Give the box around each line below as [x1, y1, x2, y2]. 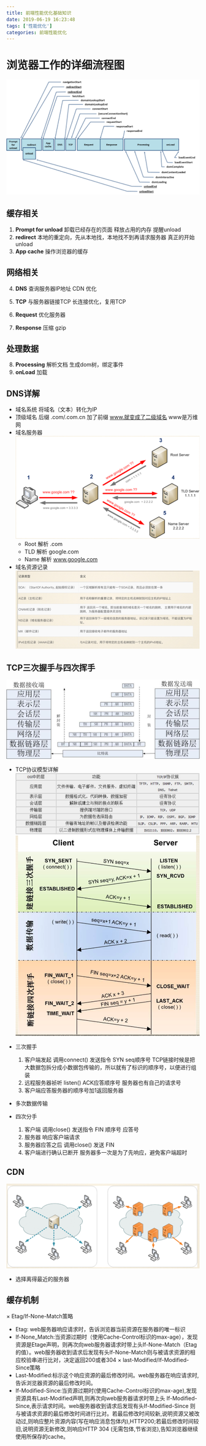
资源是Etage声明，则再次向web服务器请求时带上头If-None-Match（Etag [15, 1340, 197, 1348]
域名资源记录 [15, 563, 48, 571]
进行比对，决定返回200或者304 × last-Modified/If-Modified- [36, 1356, 189, 1363]
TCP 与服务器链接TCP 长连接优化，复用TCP [15, 298, 126, 305]
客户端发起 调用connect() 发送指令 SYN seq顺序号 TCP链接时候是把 [24, 1056, 196, 1063]
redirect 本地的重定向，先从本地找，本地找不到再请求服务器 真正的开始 [15, 233, 195, 240]
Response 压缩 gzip [15, 324, 66, 331]
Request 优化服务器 [15, 310, 66, 318]
